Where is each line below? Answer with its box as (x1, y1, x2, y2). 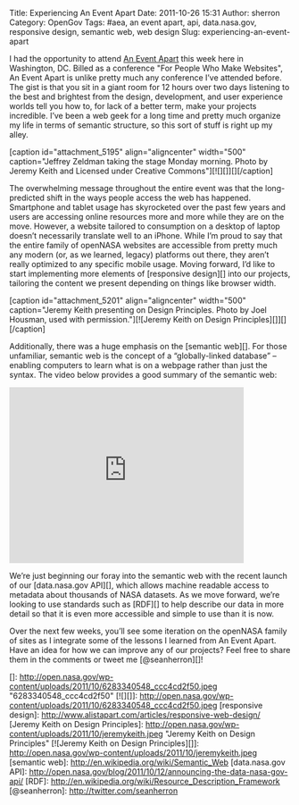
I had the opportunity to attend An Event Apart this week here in (9, 54, 244, 63)
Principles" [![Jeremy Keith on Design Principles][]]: (9, 738, 199, 749)
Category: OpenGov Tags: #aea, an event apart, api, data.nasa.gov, (9, 17, 257, 28)
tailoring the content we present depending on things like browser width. (9, 278, 277, 289)
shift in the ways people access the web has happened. (46, 192, 252, 203)
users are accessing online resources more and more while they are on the (9, 212, 285, 222)
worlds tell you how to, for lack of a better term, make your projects (9, 101, 257, 111)
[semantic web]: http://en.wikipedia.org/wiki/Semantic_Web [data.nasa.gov (9, 757, 286, 767)
